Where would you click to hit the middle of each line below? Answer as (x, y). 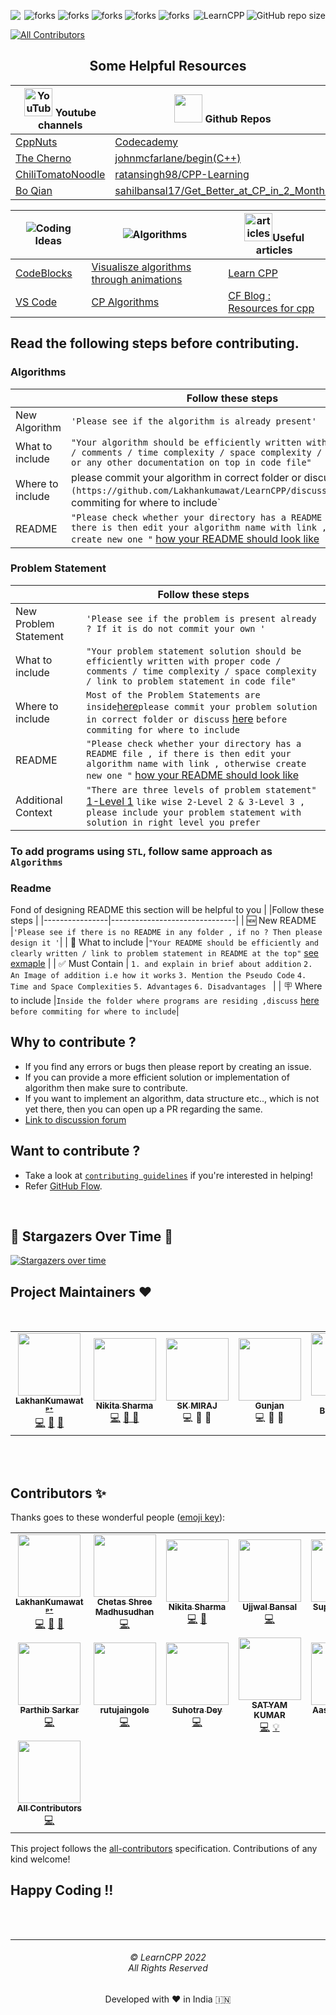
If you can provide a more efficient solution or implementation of (157, 1077)
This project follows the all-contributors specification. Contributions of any (164, 1849)
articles (274, 250)
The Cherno (43, 158)
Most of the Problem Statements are (173, 694)
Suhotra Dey (197, 1710)
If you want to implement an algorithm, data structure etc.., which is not (172, 1098)
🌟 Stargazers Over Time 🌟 (91, 1236)
